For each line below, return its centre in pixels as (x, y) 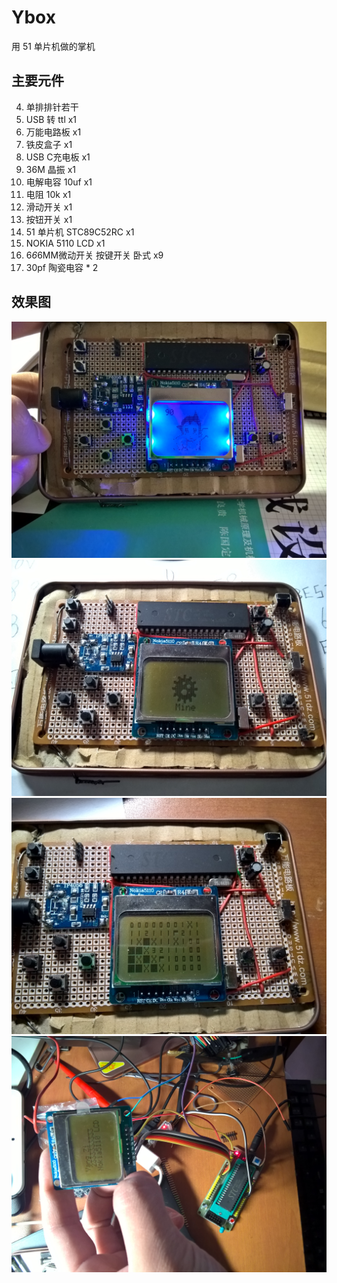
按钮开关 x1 (49, 219)
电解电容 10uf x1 (59, 182)
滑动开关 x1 (49, 207)
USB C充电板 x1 (58, 157)
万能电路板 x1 (53, 132)
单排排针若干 (52, 107)
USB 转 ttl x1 (51, 119)
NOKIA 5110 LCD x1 (65, 243)
